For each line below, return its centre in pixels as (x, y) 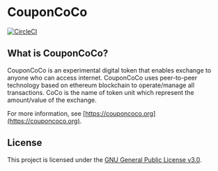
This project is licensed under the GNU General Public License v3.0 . (104, 159)
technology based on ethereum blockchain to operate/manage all (101, 85)
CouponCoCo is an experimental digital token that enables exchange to (109, 70)
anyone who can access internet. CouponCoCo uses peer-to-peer (102, 77)
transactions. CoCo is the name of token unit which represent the (101, 92)
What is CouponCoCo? (58, 53)
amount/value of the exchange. (52, 100)
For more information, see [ (46, 113)
